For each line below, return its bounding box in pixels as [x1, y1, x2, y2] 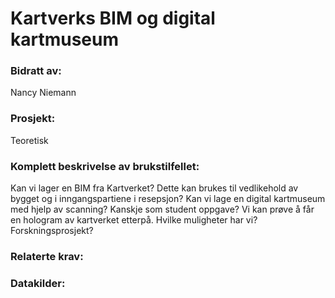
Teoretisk [10, 134, 49, 146]
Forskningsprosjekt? [10, 225, 94, 237]
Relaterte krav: [10, 250, 84, 263]
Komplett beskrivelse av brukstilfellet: [10, 159, 200, 173]
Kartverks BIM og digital [10, 7, 216, 30]
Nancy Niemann [10, 87, 77, 99]
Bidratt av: [10, 64, 62, 78]
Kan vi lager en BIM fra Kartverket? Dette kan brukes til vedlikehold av [10, 182, 299, 194]
